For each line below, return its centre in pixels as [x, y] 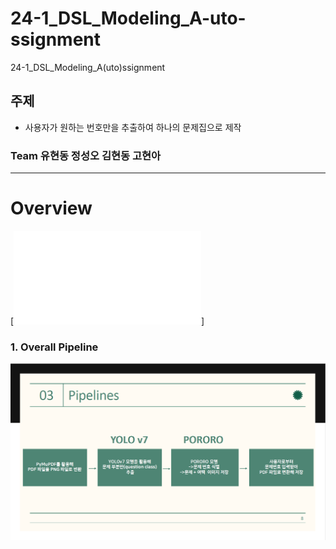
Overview [51, 208]
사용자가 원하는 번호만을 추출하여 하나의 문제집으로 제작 [133, 127]
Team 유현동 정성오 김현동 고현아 [86, 155]
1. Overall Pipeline [54, 347]
